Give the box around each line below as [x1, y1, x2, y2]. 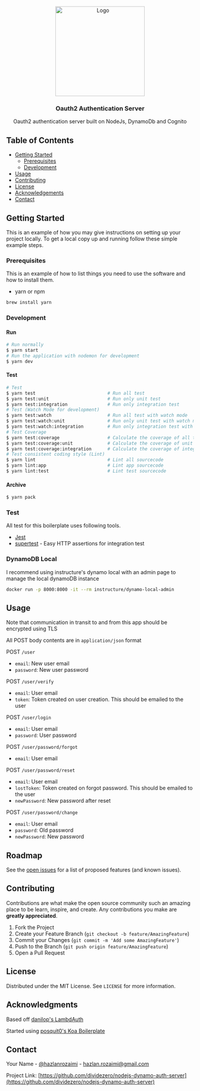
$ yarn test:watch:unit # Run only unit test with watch [6, 418, 190, 424]
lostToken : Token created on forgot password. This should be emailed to [14, 784, 193, 792]
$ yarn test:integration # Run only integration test [6, 401, 180, 407]
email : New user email [14, 660, 70, 667]
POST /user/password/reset [6, 766, 76, 774]
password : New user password [14, 666, 89, 674]
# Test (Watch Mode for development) [6, 407, 100, 413]
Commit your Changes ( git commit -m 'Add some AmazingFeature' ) [14, 936, 180, 943]
